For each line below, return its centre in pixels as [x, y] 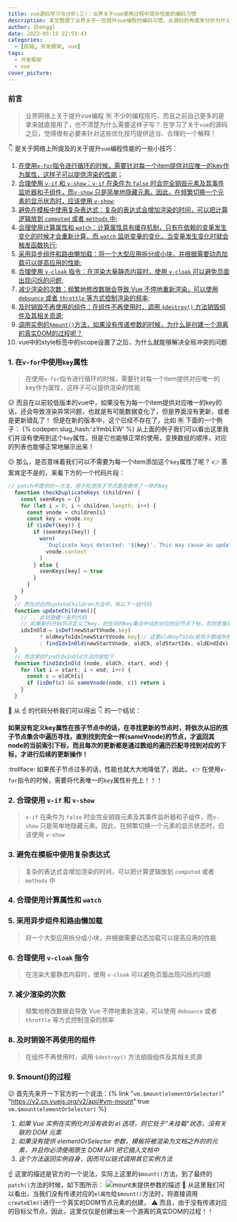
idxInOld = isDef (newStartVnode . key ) [76, 630]
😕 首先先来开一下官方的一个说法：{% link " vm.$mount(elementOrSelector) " [116, 1093]
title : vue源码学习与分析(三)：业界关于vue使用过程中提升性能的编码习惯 [102, 14]
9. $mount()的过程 [39, 1077]
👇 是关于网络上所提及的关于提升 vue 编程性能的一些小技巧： [93, 148]
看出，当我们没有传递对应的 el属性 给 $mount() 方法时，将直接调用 [106, 1193]
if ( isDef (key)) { [53, 526]
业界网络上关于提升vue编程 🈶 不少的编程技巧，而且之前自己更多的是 [124, 115]
